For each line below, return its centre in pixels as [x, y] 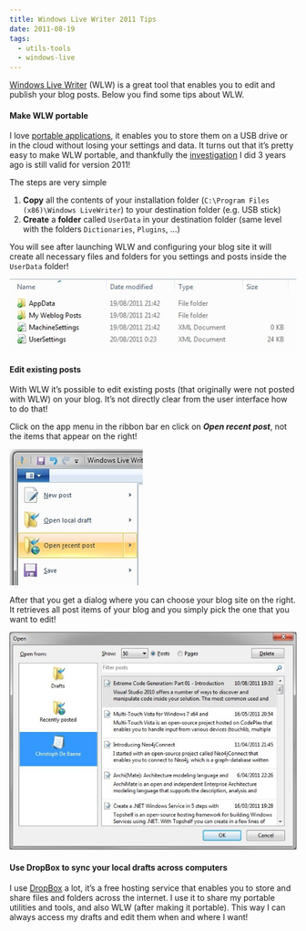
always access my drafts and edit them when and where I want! [129, 916]
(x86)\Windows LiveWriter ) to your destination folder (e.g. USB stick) [152, 210]
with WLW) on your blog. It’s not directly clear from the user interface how [148, 399]
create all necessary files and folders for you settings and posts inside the [148, 256]
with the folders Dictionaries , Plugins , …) [101, 229]
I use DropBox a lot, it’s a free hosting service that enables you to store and [150, 888]
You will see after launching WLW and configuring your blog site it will [140, 247]
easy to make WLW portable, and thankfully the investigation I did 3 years [148, 155]
